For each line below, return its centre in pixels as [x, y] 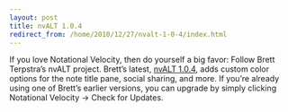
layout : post [34, 17]
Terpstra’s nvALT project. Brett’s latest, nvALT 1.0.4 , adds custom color [139, 69]
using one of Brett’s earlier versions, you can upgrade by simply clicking [143, 88]
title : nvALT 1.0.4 [46, 26]
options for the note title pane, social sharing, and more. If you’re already [144, 79]
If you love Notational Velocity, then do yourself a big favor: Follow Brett [142, 60]
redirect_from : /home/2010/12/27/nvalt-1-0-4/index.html [118, 34]
